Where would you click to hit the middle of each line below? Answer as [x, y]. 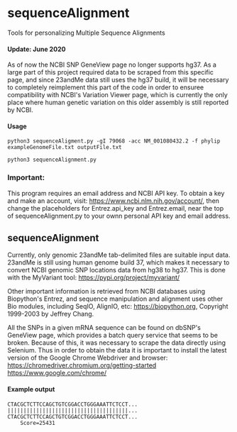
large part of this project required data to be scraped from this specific [111, 72]
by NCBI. [20, 110]
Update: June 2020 [37, 49]
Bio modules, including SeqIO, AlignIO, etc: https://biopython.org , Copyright [118, 306]
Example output [31, 389]
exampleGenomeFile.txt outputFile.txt [65, 148]
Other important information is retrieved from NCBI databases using [106, 292]
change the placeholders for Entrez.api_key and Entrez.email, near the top [116, 208]
